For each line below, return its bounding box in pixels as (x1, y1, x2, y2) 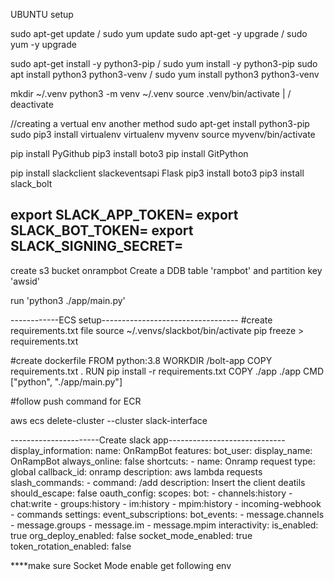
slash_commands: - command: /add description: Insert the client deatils (10, 476, 306, 488)
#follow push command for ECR (10, 395, 142, 407)
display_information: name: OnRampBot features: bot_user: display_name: (10, 444, 313, 456)
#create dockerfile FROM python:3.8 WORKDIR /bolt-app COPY (10, 354, 273, 366)
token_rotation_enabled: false (10, 540, 132, 552)
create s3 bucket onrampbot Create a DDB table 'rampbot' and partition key (10, 264, 323, 276)
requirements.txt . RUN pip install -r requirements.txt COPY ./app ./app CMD (10, 365, 325, 377)
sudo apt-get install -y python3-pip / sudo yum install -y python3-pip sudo (10, 58, 318, 69)
